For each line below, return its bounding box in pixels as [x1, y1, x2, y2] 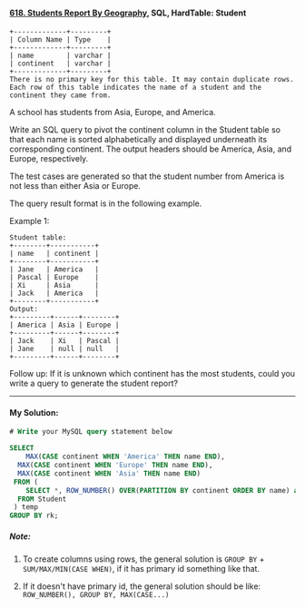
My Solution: [9, 407, 59, 417]
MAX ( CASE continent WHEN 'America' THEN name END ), [25, 452, 225, 462]
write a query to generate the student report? [9, 378, 179, 389]
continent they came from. [9, 91, 112, 100]
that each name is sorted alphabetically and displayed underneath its [9, 134, 268, 145]
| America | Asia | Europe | [9, 320, 120, 330]
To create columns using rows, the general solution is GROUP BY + [22, 554, 265, 564]
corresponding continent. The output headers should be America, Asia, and [9, 143, 292, 154]
